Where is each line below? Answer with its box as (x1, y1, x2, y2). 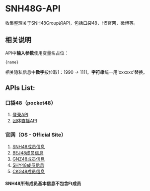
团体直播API (12, 118, 37, 124)
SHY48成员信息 (12, 162, 45, 168)
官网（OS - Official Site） (5, 132, 67, 139)
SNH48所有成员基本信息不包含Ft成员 (5, 181, 81, 187)
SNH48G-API (5, 3, 61, 14)
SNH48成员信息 (12, 143, 45, 149)
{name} (5, 60, 19, 65)
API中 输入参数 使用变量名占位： (5, 50, 69, 56)
